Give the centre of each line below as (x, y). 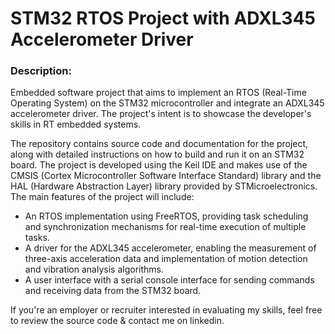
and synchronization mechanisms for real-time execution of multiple (165, 227)
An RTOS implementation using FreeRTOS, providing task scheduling (166, 216)
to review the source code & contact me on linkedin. (117, 321)
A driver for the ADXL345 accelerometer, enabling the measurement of (170, 248)
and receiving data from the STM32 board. (113, 291)
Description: (41, 71)
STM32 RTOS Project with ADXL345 (163, 18)
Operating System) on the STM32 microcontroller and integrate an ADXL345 (167, 103)
